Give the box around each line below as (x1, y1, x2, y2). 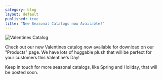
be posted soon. (5, 70, 39, 76)
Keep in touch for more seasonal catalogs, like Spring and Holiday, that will (5, 64, 157, 70)
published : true (5, 16, 39, 21)
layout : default (5, 12, 39, 17)
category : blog (5, 7, 37, 12)
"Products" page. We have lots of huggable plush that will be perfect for (5, 49, 152, 55)
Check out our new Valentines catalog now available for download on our (5, 44, 154, 50)
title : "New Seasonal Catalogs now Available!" (5, 21, 105, 26)
